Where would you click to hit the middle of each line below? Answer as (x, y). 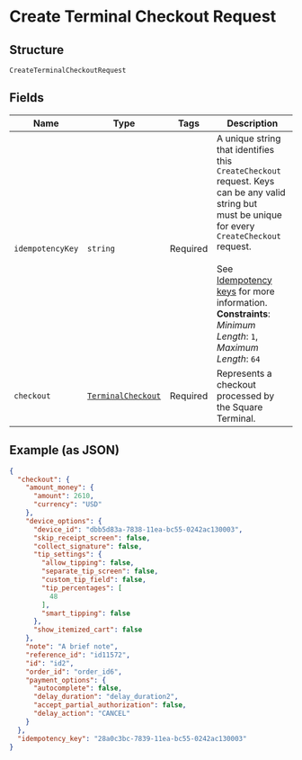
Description (253, 123)
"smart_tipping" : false (86, 613)
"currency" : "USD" (67, 505)
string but (237, 203)
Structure (37, 50)
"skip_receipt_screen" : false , (92, 538)
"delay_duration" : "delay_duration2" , (106, 697)
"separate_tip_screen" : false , (100, 572)
